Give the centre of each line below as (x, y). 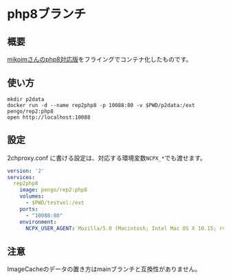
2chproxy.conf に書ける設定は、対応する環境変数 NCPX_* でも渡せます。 (107, 158)
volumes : (32, 196)
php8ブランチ (46, 14)
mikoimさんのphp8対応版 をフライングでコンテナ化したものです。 (100, 59)
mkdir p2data (26, 99)
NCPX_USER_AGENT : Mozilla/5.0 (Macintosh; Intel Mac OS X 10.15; (121, 228)
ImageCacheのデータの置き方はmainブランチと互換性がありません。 (104, 269)
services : (21, 177)
